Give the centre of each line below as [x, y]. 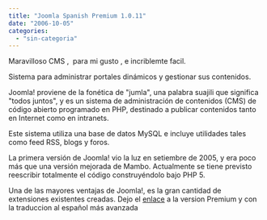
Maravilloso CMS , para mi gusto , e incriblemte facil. [97, 61]
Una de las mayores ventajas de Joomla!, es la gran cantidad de [115, 191]
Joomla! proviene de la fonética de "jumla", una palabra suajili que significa [133, 93]
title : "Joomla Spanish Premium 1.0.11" [78, 16]
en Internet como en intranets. [59, 118]
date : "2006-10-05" [41, 23]
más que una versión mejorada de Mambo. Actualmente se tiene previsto [130, 167]
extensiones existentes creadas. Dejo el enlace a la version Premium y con [133, 199]
